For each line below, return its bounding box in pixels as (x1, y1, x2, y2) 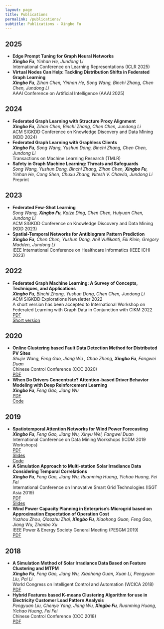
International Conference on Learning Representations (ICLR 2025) (12, 64, 151, 70)
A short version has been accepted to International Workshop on (12, 301, 146, 307)
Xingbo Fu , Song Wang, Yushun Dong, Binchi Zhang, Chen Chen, (12, 145, 147, 151)
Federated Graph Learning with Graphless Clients (12, 139, 117, 145)
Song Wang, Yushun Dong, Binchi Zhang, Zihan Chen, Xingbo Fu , (12, 166, 148, 172)
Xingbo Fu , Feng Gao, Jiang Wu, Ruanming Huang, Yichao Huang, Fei (12, 474, 158, 480)
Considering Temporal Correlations (12, 468, 87, 474)
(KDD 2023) (12, 226, 37, 232)
